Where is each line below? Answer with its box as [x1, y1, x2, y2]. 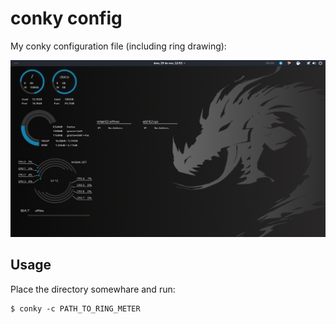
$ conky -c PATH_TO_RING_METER [10, 303, 141, 314]
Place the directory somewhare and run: [10, 283, 176, 295]
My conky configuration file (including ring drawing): [10, 40, 227, 52]
